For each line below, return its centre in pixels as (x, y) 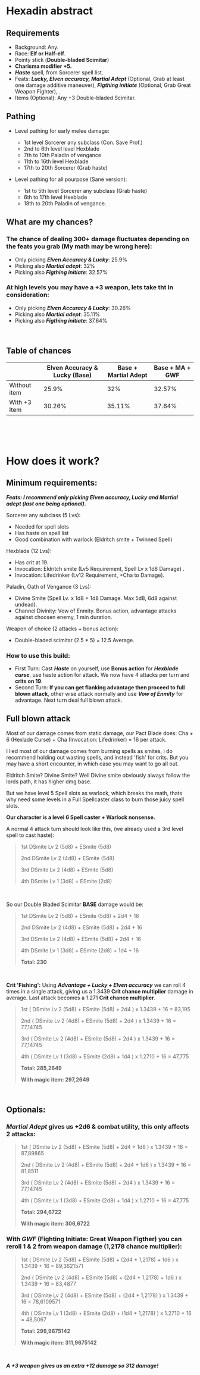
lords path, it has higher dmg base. (49, 782)
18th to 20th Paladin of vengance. (65, 203)
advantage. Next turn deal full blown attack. (68, 700)
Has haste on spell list (42, 533)
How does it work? (53, 461)
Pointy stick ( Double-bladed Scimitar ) (62, 60)
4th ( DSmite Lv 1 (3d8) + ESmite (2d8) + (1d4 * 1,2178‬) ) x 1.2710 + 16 (106, 1313)
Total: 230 (34, 962)
